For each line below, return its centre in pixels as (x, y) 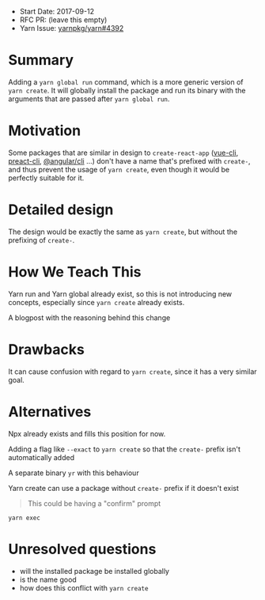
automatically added (42, 457)
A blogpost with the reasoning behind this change (89, 317)
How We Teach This (75, 272)
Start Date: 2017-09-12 (57, 11)
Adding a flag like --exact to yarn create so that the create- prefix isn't (125, 449)
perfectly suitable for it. (46, 178)
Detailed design (61, 210)
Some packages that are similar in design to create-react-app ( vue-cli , (123, 153)
